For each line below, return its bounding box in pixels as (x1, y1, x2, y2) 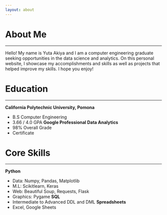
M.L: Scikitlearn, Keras (12, 183, 59, 189)
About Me (5, 28, 47, 40)
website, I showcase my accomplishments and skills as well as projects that (5, 60, 160, 66)
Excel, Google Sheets (12, 205, 56, 211)
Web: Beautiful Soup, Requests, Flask (12, 189, 89, 195)
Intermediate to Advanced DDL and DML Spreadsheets (12, 199, 126, 205)
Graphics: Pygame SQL (12, 194, 61, 200)
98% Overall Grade (12, 124, 52, 130)
